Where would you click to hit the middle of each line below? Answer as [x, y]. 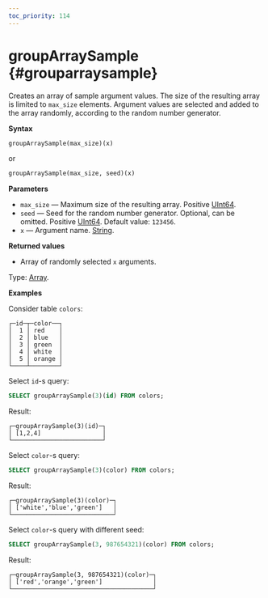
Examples [25, 293]
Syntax [21, 128]
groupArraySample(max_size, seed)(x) [72, 174]
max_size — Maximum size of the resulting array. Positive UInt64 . [128, 205]
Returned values [37, 246]
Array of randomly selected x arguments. [88, 262]
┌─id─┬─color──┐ [36, 324]
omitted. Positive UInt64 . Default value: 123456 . [98, 222]
